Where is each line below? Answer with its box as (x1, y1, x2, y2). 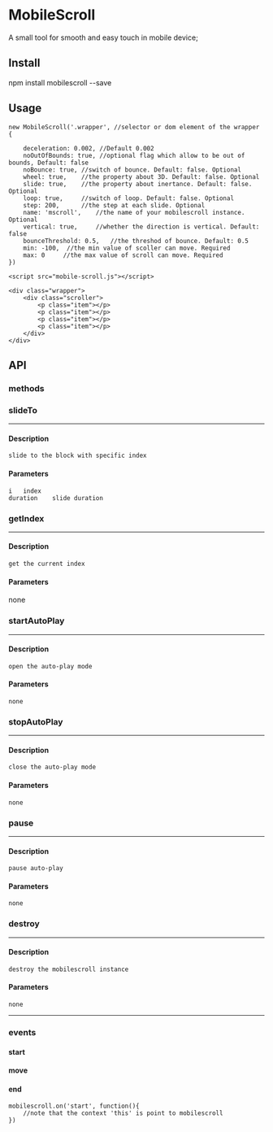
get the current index (8, 559, 85, 568)
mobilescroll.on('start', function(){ (8, 1102, 140, 1111)
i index (8, 486, 42, 495)
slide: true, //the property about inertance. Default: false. (23, 180, 253, 188)
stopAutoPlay (8, 716, 63, 727)
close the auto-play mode (8, 763, 96, 772)
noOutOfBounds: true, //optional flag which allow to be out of (23, 151, 245, 159)
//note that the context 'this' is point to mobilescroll (23, 1109, 223, 1117)
